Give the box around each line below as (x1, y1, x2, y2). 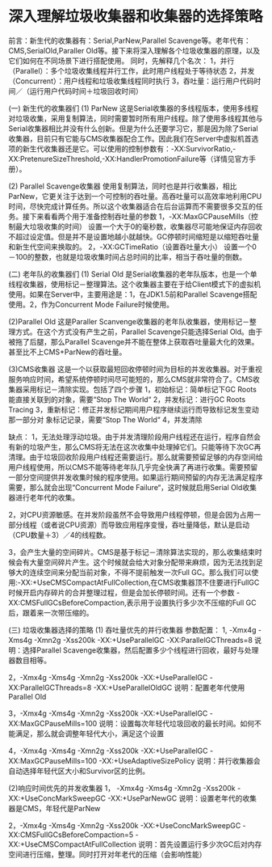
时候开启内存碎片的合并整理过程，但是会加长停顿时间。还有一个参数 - (8, 587, 241, 597)
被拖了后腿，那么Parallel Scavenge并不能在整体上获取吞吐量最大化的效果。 (8, 336, 259, 346)
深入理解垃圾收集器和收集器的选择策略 (8, 7, 264, 26)
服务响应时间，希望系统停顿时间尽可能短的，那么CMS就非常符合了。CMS (8, 374, 253, 384)
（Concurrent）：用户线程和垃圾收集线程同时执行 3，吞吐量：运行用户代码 (8, 76, 254, 86)
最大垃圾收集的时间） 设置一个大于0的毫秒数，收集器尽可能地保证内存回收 (15, 222, 262, 231)
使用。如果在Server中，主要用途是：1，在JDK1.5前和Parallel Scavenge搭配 (8, 289, 257, 299)
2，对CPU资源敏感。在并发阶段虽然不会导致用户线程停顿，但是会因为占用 (8, 510, 254, 519)
